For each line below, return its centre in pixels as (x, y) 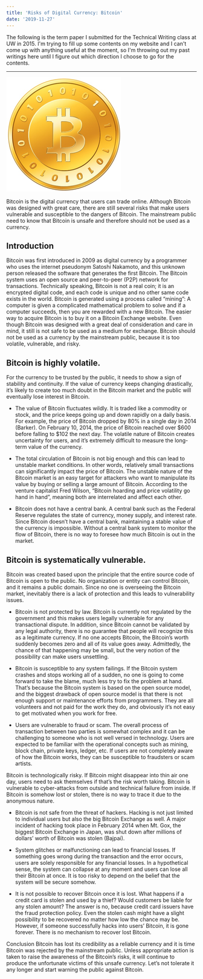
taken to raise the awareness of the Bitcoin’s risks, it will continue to (91, 957)
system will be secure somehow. (56, 882)
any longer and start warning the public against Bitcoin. (75, 969)
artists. (24, 763)
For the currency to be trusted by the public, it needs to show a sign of (94, 377)
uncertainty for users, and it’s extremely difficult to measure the (94, 440)
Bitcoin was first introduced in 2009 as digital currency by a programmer (97, 260)
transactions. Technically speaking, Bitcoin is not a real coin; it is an (90, 286)
